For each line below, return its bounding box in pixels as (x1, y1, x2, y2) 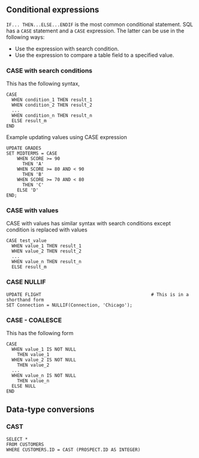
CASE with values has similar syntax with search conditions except (6, 220, 171, 227)
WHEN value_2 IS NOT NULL (11, 357, 77, 363)
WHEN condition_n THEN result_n (11, 113, 93, 119)
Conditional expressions (6, 5, 99, 15)
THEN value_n (17, 378, 50, 384)
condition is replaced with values (6, 226, 88, 233)
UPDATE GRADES (6, 145, 42, 152)
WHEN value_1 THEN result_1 (11, 243, 82, 249)
